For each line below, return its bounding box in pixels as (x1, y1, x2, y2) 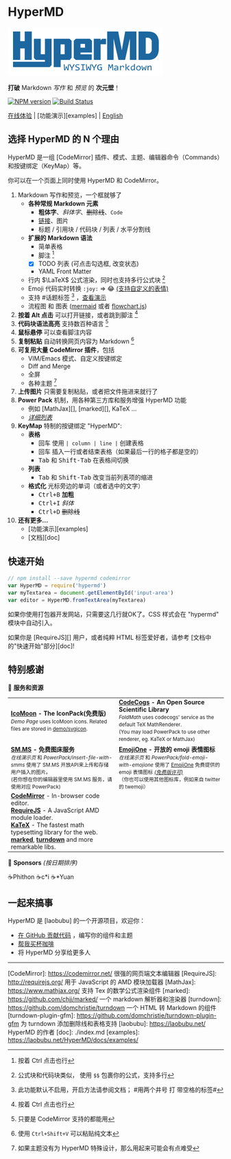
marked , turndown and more (10, 835, 93, 843)
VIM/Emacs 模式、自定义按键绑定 (27, 354, 123, 363)
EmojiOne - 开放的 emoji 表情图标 (119, 745, 215, 753)
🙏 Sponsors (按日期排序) (8, 859, 78, 867)
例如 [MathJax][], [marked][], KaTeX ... (27, 404, 137, 413)
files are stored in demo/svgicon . (10, 726, 88, 733)
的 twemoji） (119, 783, 149, 790)
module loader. (10, 813, 53, 821)
